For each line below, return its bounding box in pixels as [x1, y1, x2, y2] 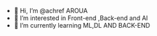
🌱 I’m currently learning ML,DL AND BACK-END [13, 21, 151, 29]
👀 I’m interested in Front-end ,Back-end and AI [13, 14, 149, 22]
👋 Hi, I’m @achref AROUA [13, 7, 88, 15]
